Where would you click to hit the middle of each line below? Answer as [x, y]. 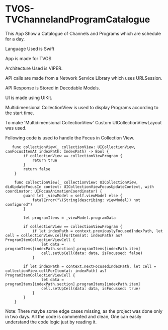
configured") [19, 204]
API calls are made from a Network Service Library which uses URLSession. [84, 78]
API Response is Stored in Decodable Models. [53, 88]
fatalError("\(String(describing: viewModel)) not [86, 200]
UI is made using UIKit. [29, 98]
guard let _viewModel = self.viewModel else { [73, 196]
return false [37, 169]
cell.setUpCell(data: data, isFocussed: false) [92, 253]
